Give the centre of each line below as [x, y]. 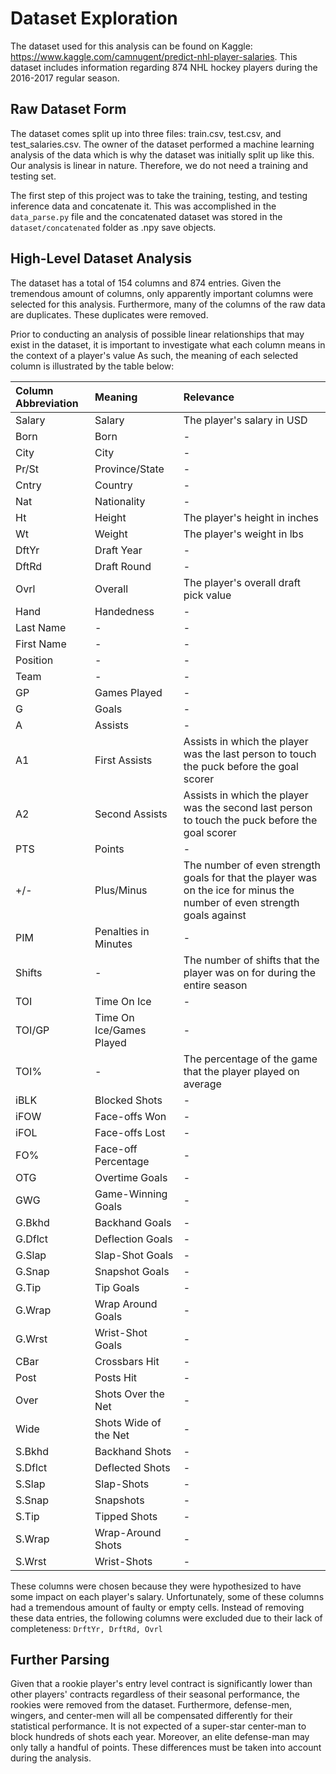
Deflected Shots [132, 1467]
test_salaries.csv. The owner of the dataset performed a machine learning [162, 144]
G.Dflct [31, 1239]
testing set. [33, 176]
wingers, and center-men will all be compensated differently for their [151, 1716]
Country [113, 485]
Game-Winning [131, 1194]
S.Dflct [31, 1467]
